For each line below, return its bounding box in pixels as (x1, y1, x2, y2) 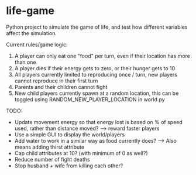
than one (14, 59, 36, 66)
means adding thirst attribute (14, 143, 85, 150)
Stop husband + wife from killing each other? (14, 162, 123, 169)
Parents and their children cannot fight (14, 83, 108, 90)
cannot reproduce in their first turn (14, 77, 98, 84)
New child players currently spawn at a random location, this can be (14, 90, 179, 97)
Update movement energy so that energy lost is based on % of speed (14, 118, 183, 125)
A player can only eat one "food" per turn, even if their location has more (14, 52, 190, 59)
